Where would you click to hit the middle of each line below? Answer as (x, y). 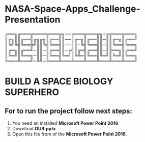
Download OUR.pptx (34, 128)
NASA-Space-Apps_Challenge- (72, 9)
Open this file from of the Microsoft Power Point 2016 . (69, 134)
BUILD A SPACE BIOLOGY (59, 81)
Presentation (33, 20)
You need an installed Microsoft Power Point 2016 (65, 123)
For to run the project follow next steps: (69, 111)
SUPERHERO (32, 92)
